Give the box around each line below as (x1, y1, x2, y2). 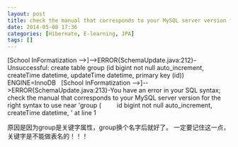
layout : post (7, 10, 46, 18)
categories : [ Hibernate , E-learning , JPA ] (7, 30, 135, 37)
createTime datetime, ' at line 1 (7, 109, 97, 117)
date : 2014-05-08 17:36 (7, 23, 78, 30)
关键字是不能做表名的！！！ (7, 132, 89, 141)
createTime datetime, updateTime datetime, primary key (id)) (7, 71, 185, 80)
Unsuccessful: (7, 64, 50, 72)
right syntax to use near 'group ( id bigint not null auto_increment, (7, 101, 212, 110)
